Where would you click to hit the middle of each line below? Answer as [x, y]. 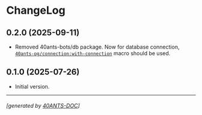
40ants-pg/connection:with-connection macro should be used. [93, 53]
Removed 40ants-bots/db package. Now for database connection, [97, 47]
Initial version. [32, 86]
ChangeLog [36, 10]
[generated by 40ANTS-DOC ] [43, 106]
